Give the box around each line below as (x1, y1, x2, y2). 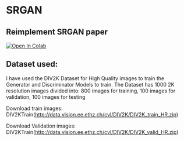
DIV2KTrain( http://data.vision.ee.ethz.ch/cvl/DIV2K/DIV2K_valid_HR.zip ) (6, 128, 179, 135)
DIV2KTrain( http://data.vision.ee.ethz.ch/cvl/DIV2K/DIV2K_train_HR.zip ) (6, 111, 179, 118)
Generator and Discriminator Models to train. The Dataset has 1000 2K (6, 81, 175, 88)
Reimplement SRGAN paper (6, 27, 108, 37)
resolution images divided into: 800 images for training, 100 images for (6, 87, 176, 94)
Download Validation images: (6, 122, 76, 129)
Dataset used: (6, 59, 58, 69)
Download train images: (6, 105, 63, 112)
